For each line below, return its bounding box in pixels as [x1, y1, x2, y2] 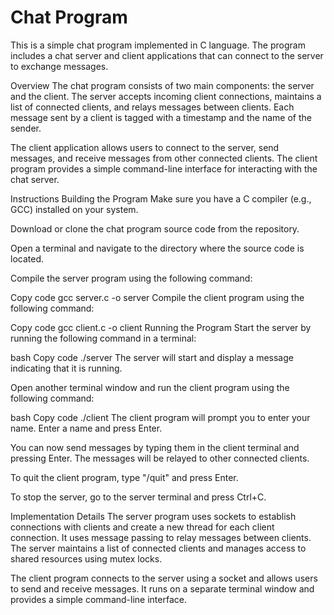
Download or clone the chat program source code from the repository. [10, 222, 300, 235]
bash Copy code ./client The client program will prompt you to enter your [10, 411, 311, 423]
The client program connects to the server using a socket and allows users [10, 572, 318, 584]
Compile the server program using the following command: [10, 272, 253, 284]
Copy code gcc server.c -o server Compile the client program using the [10, 291, 305, 303]
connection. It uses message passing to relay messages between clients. [10, 531, 312, 543]
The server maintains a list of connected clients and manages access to [10, 542, 307, 554]
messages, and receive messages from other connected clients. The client [10, 152, 318, 164]
